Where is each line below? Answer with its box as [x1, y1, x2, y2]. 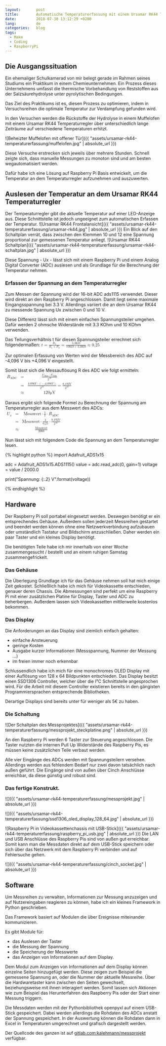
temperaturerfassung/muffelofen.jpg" [5, 141, 82, 147]
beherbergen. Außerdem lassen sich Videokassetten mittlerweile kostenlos [5, 599, 158, 605]
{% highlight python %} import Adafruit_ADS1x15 [5, 452, 104, 458]
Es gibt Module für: [5, 929, 44, 935]
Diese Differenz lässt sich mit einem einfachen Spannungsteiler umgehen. [5, 316, 156, 322]
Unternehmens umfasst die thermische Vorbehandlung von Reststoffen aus [5, 86, 159, 92]
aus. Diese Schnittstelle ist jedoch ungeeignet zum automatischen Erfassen [5, 216, 159, 222]
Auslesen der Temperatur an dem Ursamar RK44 [5, 190, 159, 198]
